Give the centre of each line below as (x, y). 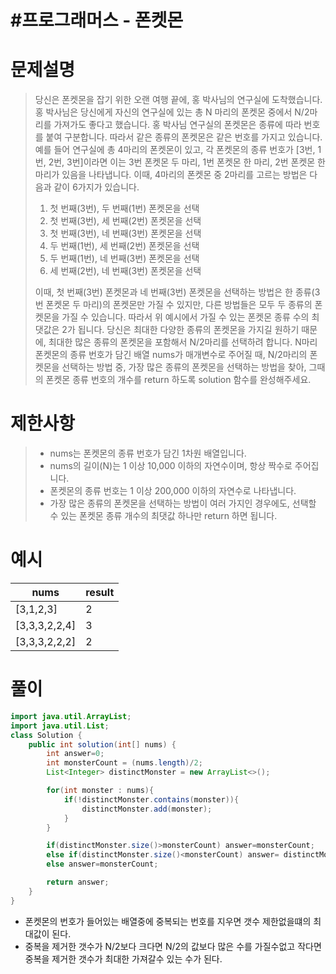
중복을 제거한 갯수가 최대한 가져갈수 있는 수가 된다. (123, 958)
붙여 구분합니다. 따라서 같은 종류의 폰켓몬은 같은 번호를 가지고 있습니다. (184, 137)
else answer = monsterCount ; (102, 864)
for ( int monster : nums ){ (100, 791)
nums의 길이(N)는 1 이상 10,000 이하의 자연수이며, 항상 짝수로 (171, 466)
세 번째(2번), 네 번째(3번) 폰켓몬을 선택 (125, 271)
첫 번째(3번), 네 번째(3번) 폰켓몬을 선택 (125, 233)
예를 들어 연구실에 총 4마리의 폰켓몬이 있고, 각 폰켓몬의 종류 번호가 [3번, (175, 150)
